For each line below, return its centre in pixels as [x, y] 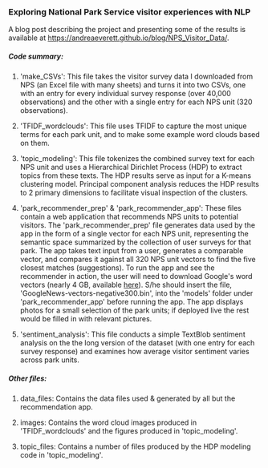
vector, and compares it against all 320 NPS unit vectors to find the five [138, 260]
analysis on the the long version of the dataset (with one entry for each [137, 343]
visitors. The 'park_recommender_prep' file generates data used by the [137, 225]
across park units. [50, 360]
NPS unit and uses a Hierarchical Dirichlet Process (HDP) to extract [131, 167]
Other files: [28, 378]
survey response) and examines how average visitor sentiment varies [135, 352]
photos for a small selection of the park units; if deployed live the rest [134, 310]
